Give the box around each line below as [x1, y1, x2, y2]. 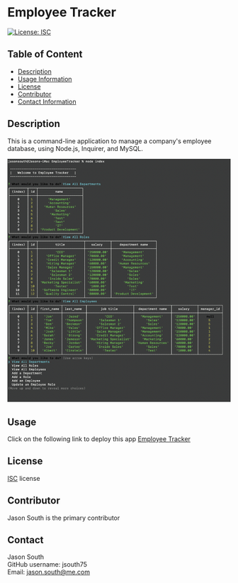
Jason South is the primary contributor [7, 513, 120, 522]
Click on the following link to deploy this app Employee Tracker [7, 434, 191, 443]
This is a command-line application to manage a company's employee [7, 136, 212, 145]
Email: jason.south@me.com [7, 568, 91, 577]
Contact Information [17, 97, 76, 106]
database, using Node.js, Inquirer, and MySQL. [7, 144, 144, 152]
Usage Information [17, 74, 72, 83]
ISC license [7, 474, 40, 482]
